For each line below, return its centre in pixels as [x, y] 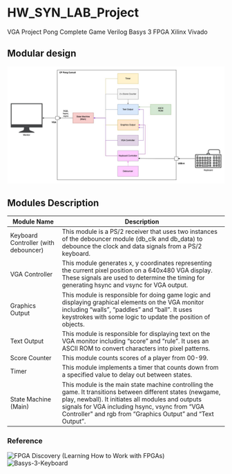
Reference [25, 441]
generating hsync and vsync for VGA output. [125, 285]
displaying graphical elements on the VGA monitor [133, 302]
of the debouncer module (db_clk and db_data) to [132, 239]
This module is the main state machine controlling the [138, 384]
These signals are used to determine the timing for [133, 278]
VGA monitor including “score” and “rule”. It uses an [135, 341]
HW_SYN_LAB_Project [73, 13]
